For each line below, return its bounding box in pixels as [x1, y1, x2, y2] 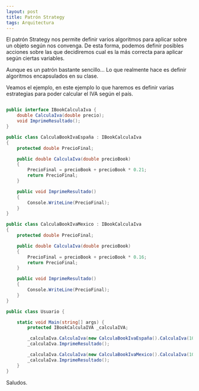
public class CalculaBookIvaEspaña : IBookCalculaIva [6, 134, 142, 140]
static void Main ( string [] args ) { [17, 319, 105, 325]
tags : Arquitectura [6, 20, 54, 25]
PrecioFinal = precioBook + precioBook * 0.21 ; [27, 167, 147, 173]
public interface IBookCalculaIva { [6, 107, 97, 113]
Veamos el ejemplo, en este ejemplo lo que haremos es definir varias [6, 84, 175, 91]
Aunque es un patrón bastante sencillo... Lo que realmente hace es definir [6, 66, 187, 73]
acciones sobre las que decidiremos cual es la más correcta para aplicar [6, 49, 183, 56]
